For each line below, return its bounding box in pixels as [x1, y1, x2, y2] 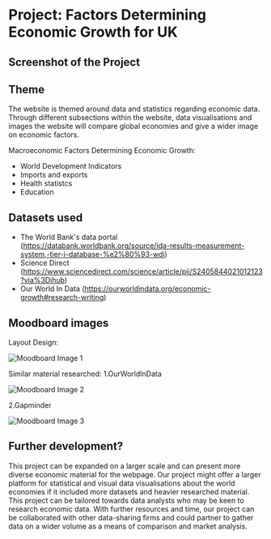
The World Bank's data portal [19, 233, 118, 242]
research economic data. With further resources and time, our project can [8, 504, 255, 514]
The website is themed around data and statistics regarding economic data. [8, 104, 260, 114]
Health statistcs [19, 178, 73, 188]
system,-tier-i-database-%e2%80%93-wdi [19, 250, 165, 259]
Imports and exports [19, 170, 88, 180]
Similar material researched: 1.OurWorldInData [8, 369, 162, 379]
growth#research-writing [19, 293, 104, 302]
